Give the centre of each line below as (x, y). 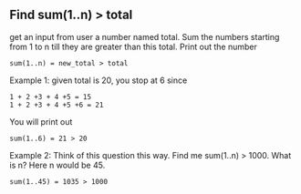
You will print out (41, 121)
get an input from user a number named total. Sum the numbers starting (145, 36)
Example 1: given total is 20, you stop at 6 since (99, 80)
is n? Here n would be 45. (57, 165)
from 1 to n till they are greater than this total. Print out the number (133, 46)
